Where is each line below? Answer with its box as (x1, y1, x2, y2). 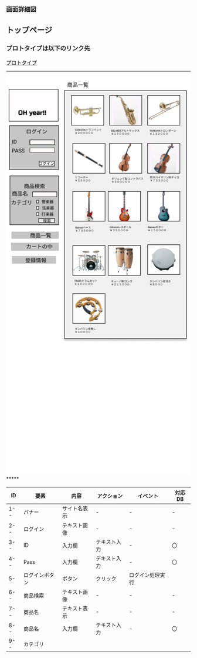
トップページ (6, 25, 53, 35)
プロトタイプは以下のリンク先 (6, 44, 91, 52)
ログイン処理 (128, 571, 160, 579)
